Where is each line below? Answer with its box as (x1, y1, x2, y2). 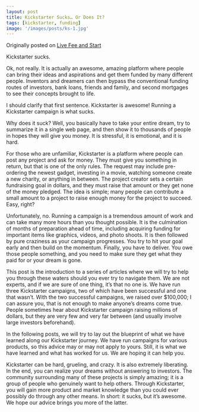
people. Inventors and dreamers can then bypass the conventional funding (6, 78, 189, 85)
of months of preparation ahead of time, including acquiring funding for (6, 225, 181, 233)
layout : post (6, 8, 39, 15)
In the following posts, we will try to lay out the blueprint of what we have (6, 330, 185, 337)
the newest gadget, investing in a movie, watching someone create (28, 169, 192, 176)
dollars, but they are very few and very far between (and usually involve (6, 312, 182, 320)
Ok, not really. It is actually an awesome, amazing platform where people (6, 65, 184, 72)
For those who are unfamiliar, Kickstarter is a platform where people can (6, 150, 183, 157)
